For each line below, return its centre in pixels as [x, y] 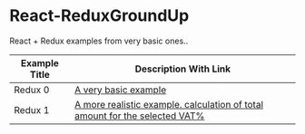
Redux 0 [32, 90]
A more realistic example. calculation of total [169, 104]
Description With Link [183, 69]
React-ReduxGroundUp [99, 16]
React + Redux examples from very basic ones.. [99, 41]
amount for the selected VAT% [139, 116]
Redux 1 [32, 110]
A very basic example [120, 90]
